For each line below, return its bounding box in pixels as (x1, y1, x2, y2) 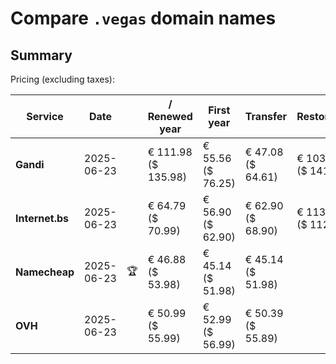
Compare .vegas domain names (10, 7, 277, 30)
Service (26, 110, 64, 123)
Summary (10, 47, 73, 64)
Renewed (147, 110, 193, 123)
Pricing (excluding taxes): (10, 73, 116, 85)
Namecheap (15, 265, 75, 279)
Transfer (244, 110, 288, 123)
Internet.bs (15, 212, 70, 225)
